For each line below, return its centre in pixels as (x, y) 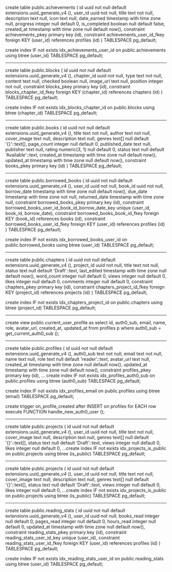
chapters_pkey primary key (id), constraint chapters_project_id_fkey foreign (85, 287)
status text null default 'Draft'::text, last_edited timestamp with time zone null (86, 271)
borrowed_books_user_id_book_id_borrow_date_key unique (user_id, (78, 208)
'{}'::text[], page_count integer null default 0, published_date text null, (79, 144)
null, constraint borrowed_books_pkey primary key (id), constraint (75, 202)
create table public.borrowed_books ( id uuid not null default (69, 181)
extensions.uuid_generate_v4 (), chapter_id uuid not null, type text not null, (84, 76)
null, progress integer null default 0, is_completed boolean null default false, (85, 24)
